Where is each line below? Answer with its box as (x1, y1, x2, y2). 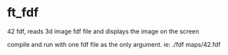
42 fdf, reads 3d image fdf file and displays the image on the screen (7, 27, 199, 35)
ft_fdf (7, 5, 39, 20)
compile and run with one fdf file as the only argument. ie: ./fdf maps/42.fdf (7, 40, 221, 48)
